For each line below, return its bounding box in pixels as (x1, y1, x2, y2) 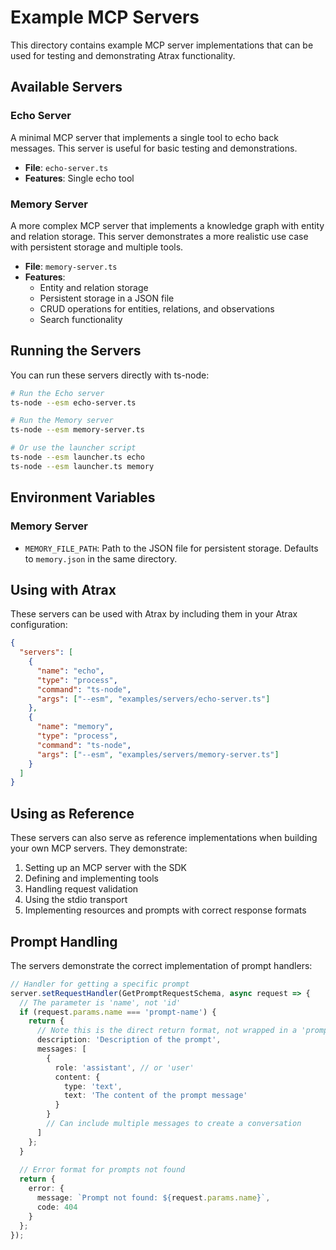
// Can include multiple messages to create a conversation (46, 1119, 302, 1129)
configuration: (10, 619, 68, 631)
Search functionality (39, 313, 123, 325)
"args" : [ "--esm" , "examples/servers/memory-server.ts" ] (36, 749, 280, 760)
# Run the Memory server (10, 416, 114, 426)
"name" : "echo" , (36, 666, 105, 676)
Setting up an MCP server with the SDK (24, 862, 187, 874)
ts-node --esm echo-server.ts (10, 397, 137, 408)
